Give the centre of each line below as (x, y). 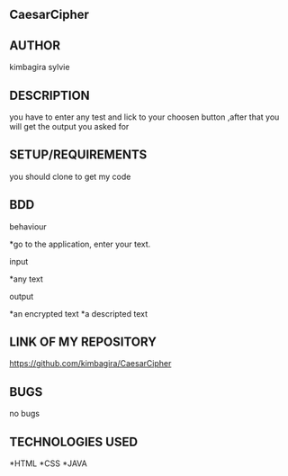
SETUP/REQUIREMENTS (78, 155)
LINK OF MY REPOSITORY (83, 342)
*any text (26, 279)
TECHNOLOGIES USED (73, 441)
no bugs (25, 414)
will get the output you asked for (69, 127)
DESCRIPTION (49, 95)
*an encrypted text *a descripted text (79, 313)
